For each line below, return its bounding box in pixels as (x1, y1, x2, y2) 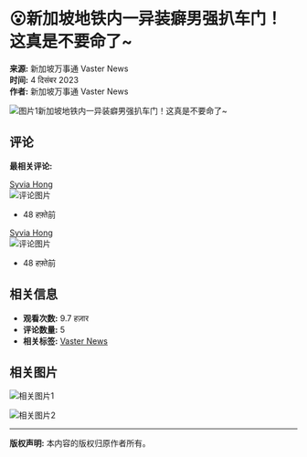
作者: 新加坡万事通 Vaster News (9, 86, 129, 97)
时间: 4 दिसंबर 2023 (9, 74, 79, 85)
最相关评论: (9, 161, 53, 171)
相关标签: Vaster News (22, 335, 108, 347)
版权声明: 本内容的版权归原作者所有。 (9, 438, 151, 449)
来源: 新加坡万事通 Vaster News (9, 63, 129, 74)
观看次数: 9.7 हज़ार (22, 312, 90, 324)
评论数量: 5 (22, 324, 66, 335)
